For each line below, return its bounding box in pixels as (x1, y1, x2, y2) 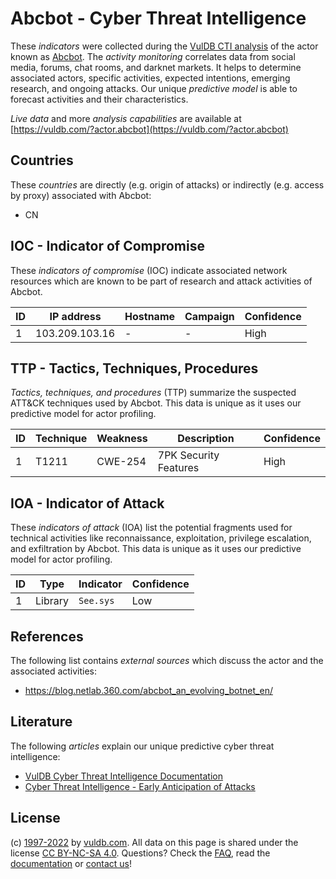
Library (35, 594, 70, 608)
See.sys (78, 595, 115, 607)
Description (177, 432, 235, 446)
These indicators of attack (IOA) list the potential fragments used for (10, 522, 293, 534)
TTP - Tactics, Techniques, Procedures (10, 360, 259, 377)
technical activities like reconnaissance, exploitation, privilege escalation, (10, 532, 312, 544)
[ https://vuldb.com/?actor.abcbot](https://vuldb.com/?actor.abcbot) (10, 123, 289, 135)
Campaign (184, 309, 235, 323)
